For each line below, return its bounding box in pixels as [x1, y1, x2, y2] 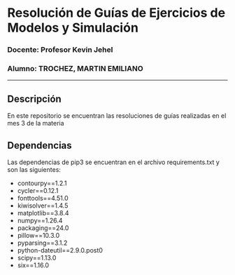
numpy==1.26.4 [17, 216, 63, 225]
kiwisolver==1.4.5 [17, 201, 69, 210]
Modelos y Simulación [7, 20, 138, 36]
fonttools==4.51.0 [17, 194, 69, 203]
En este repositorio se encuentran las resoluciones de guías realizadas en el [7, 112, 227, 120]
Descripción [7, 93, 62, 105]
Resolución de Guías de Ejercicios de [7, 5, 226, 21]
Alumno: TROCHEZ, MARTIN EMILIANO [7, 64, 143, 74]
